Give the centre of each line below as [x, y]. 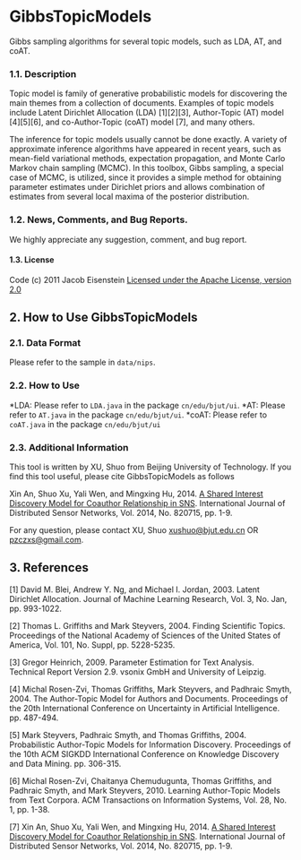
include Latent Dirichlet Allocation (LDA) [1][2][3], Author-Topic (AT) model [147, 113]
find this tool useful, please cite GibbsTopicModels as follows [122, 477]
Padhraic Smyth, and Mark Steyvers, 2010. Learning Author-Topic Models [145, 790]
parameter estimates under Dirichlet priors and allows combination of [138, 187]
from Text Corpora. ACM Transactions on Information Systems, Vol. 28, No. [148, 800]
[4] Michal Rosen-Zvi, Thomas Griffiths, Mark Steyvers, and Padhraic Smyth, [150, 689]
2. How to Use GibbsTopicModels [103, 318]
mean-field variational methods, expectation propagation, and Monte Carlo [147, 159]
